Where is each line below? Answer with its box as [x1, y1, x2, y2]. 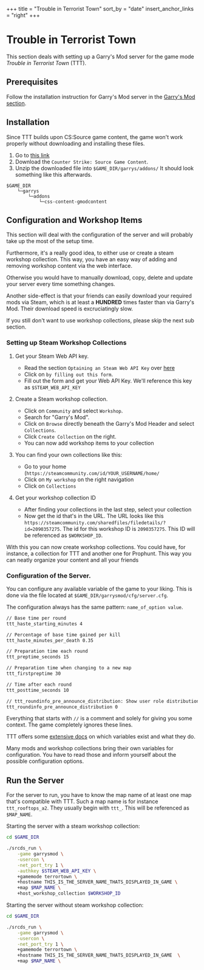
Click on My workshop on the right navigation [24, 476, 134, 483]
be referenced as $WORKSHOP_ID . [24, 531, 103, 539]
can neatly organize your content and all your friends [6, 556, 139, 564]
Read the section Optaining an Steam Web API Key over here [24, 364, 175, 371]
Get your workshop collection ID [15, 494, 96, 501]
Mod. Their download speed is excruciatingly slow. [6, 305, 134, 312]
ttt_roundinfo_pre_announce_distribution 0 [6, 704, 118, 710]
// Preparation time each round [6, 648, 88, 655]
